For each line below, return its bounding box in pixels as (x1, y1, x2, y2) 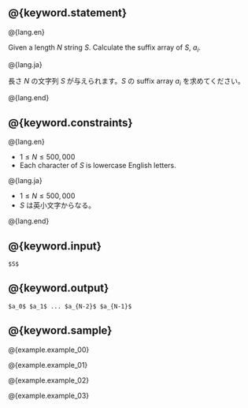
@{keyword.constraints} (8, 116, 133, 129)
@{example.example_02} (8, 375, 89, 385)
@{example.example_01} (8, 360, 88, 369)
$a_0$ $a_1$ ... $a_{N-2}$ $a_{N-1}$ (8, 302, 132, 310)
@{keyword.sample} (8, 324, 113, 338)
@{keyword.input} (8, 239, 102, 253)
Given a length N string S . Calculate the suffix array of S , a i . (8, 43, 201, 54)
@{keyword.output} (8, 282, 109, 295)
